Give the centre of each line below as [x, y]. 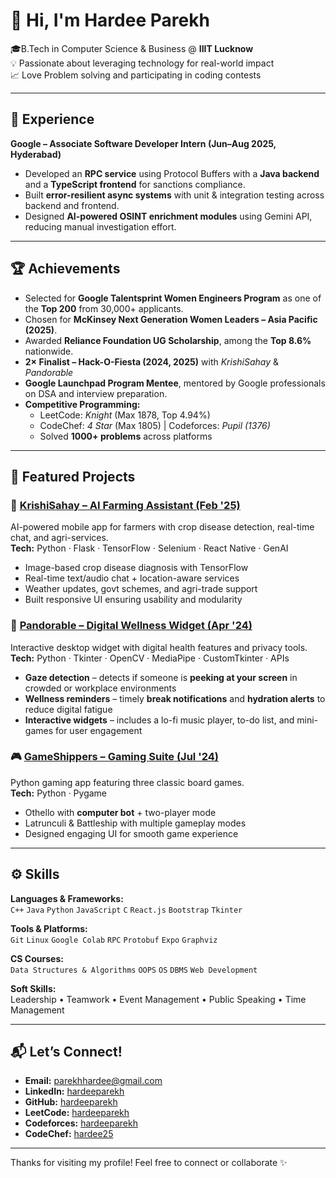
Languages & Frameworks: [67, 898]
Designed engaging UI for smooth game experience [131, 833]
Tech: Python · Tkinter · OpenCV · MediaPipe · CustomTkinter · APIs [150, 658]
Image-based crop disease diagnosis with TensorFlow [136, 568]
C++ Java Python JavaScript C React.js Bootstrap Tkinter [126, 910]
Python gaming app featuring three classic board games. [127, 782]
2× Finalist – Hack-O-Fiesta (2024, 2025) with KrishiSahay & [152, 361]
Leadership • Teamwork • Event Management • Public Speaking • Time [158, 999]
